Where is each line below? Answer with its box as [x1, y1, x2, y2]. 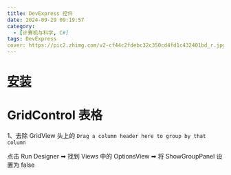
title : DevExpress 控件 [7, 10, 74, 17]
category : [7, 23, 36, 30]
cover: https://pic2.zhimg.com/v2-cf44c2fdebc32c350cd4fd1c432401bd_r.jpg [7, 42, 226, 49]
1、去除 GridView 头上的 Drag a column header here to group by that [7, 132, 206, 140]
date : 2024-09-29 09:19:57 [7, 16, 85, 23]
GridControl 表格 [7, 108, 103, 124]
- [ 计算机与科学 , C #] [13, 29, 69, 36]
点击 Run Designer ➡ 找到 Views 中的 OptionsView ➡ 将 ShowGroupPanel [7, 152, 215, 161]
